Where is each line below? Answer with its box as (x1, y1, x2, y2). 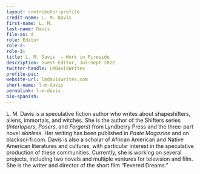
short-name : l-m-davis (6, 82, 64, 89)
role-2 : (6, 43, 26, 49)
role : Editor (6, 37, 39, 43)
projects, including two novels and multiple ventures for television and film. (6, 155, 193, 162)
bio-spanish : (6, 93, 39, 99)
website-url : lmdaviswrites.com (6, 76, 88, 82)
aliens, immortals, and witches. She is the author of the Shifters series (6, 116, 181, 124)
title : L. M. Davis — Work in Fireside (6, 54, 110, 60)
